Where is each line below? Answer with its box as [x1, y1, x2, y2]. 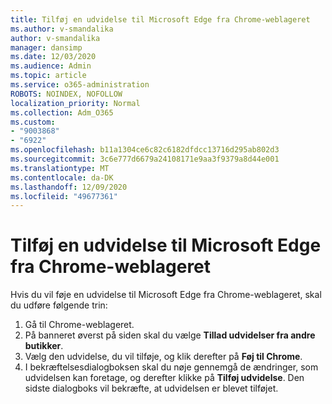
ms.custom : [10, 117, 56, 127]
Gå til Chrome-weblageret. [24, 319, 135, 331]
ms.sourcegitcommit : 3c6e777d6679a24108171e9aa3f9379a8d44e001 [10, 154, 280, 164]
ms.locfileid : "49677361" [10, 191, 118, 201]
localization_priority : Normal [10, 98, 141, 108]
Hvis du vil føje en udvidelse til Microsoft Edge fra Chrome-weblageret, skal [10, 289, 322, 301]
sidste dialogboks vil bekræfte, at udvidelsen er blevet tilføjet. [24, 382, 279, 395]
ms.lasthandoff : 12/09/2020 [10, 182, 128, 192]
